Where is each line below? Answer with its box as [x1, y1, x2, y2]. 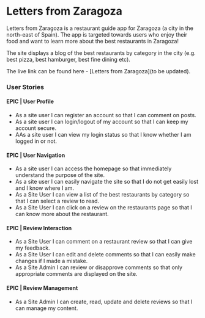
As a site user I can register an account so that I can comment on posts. [15, 112, 197, 119]
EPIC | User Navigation [6, 151, 65, 159]
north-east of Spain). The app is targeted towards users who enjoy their [6, 31, 188, 38]
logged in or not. [15, 137, 57, 145]
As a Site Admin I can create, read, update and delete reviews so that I [15, 298, 193, 305]
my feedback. [15, 244, 50, 251]
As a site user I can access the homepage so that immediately [15, 165, 172, 172]
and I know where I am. [15, 184, 75, 192]
